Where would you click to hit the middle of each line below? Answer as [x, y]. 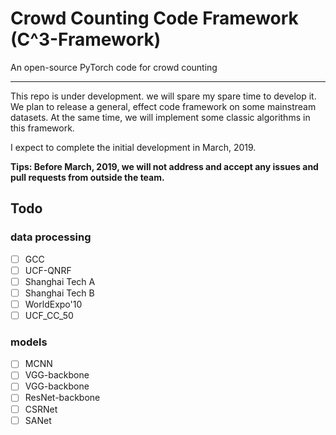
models [29, 342]
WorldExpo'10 [53, 304]
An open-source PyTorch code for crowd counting [114, 67]
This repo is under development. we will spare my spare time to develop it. [163, 96]
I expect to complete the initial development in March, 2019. [133, 147]
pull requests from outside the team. [87, 177]
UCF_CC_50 [49, 315]
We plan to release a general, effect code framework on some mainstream [163, 106]
